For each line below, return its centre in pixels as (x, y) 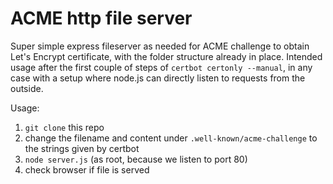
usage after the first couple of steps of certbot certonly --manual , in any (161, 67)
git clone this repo (64, 127)
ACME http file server (101, 18)
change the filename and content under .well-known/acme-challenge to (171, 138)
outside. (27, 88)
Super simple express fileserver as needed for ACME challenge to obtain (160, 46)
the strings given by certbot (82, 148)
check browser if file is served (87, 169)
